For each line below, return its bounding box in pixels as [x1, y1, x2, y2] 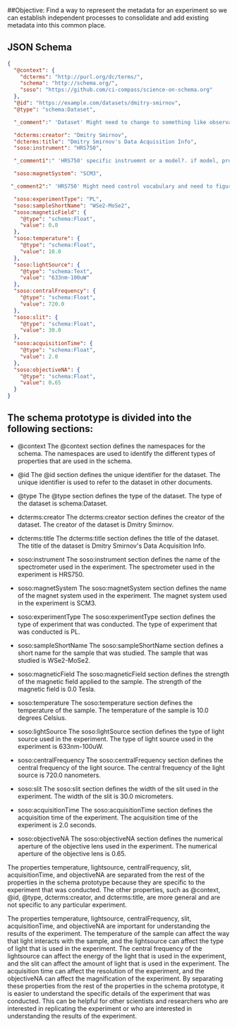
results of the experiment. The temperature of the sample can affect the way [7, 929, 230, 937]
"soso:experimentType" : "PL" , [13, 196, 102, 203]
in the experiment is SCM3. [17, 599, 97, 607]
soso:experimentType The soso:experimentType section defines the [17, 612, 216, 620]
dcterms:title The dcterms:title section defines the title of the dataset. [17, 534, 219, 542]
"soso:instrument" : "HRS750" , [13, 145, 102, 152]
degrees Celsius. [17, 713, 67, 722]
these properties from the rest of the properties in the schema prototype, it [7, 981, 224, 990]
